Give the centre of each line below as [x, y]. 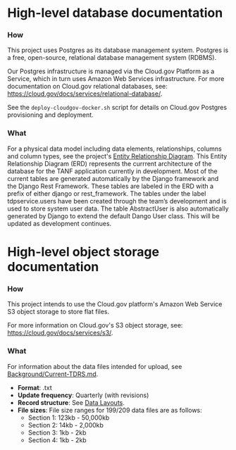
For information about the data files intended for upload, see [95, 366]
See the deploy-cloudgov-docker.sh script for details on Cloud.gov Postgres [117, 108]
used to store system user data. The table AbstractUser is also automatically [118, 208]
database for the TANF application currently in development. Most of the [112, 171]
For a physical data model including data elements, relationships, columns [114, 149]
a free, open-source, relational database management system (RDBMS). [112, 58]
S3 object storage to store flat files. [58, 312]
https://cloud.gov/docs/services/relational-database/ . [85, 94]
